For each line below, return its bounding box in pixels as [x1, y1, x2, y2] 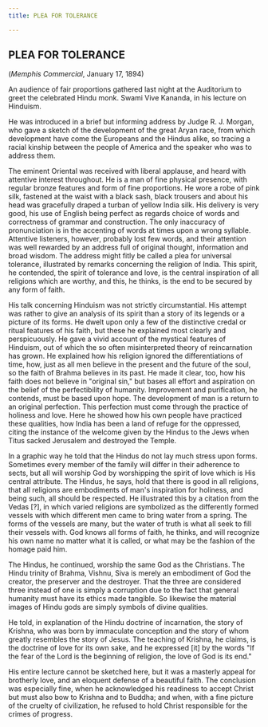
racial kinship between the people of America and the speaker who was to [8, 143, 253, 152]
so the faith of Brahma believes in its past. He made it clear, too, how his [8, 368, 246, 378]
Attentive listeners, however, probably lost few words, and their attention [8, 234, 246, 244]
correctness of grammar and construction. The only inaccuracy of [8, 217, 226, 227]
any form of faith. [8, 285, 65, 295]
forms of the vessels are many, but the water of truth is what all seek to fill [8, 519, 252, 529]
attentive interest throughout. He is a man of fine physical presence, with [8, 175, 247, 184]
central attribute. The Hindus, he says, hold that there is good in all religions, [8, 477, 259, 486]
